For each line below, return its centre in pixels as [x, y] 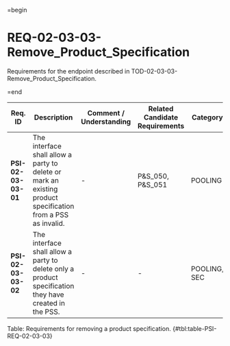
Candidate [161, 117]
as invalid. [49, 223]
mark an [46, 180]
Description [53, 117]
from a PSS [51, 214]
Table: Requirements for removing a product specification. [89, 328]
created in [49, 303]
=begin [17, 10]
